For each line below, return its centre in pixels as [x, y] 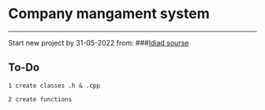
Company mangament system [109, 14]
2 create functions [40, 99]
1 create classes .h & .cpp [54, 86]
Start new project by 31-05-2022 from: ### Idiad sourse [99, 42]
